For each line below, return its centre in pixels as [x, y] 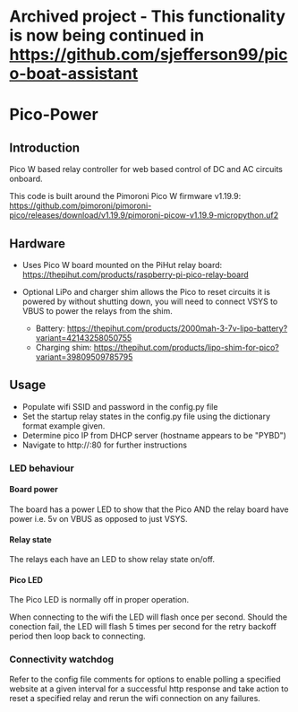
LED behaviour [42, 468]
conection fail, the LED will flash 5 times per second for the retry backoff [143, 627]
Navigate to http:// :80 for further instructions [105, 445]
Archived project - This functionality [148, 17]
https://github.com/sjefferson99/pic [149, 55]
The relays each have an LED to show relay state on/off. [112, 560]
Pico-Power [54, 115]
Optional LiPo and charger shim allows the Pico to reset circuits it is [146, 292]
